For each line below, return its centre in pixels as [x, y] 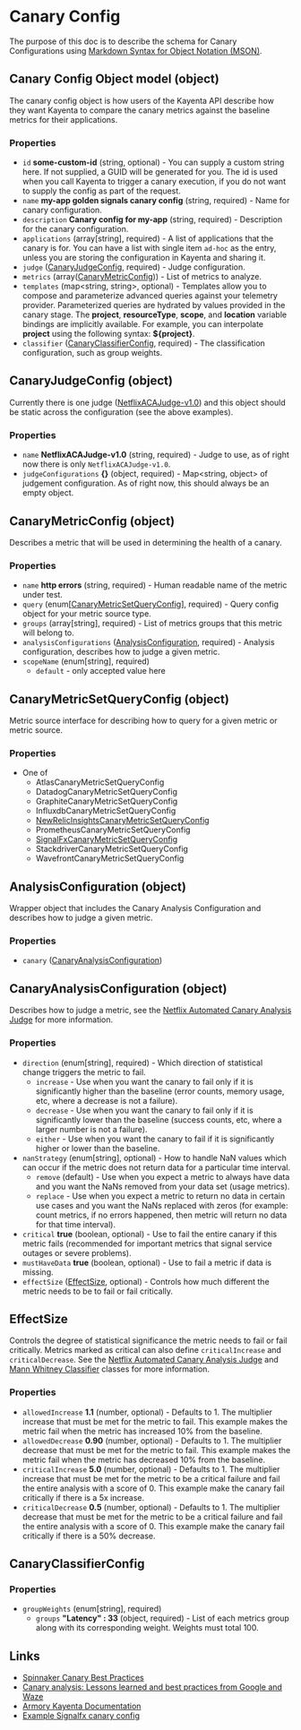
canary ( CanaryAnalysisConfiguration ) [92, 960]
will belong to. [48, 633]
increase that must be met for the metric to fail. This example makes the [155, 1421]
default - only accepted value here [100, 671]
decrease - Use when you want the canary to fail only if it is [144, 1110]
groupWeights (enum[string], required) [92, 1609]
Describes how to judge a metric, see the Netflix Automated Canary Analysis [150, 1011]
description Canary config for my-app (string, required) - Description [152, 219]
